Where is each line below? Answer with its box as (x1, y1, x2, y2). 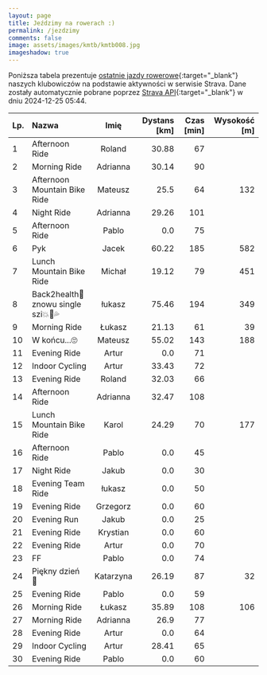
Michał (100, 266, 126, 277)
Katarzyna (94, 571, 133, 582)
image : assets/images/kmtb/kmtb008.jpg (8, 41, 141, 49)
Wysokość (213, 115, 255, 126)
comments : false (8, 33, 62, 42)
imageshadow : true (8, 49, 69, 57)
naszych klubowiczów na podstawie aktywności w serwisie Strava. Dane (8, 79, 246, 88)
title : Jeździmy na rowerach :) (8, 19, 115, 27)
